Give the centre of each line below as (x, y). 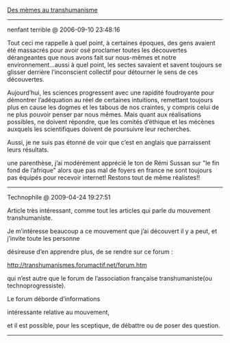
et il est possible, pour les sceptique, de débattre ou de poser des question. (114, 326)
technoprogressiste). (37, 285)
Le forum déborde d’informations (54, 299)
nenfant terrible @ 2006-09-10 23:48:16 (64, 29)
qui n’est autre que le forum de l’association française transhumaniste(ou (110, 278)
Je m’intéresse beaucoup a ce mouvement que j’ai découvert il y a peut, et (112, 231)
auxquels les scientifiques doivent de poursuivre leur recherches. (99, 129)
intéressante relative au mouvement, (59, 312)
